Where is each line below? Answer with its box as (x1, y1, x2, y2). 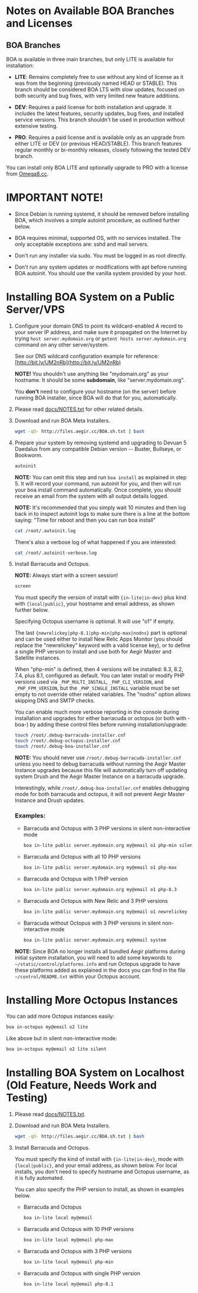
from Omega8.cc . (6, 170, 49, 177)
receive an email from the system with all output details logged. (14, 492, 169, 499)
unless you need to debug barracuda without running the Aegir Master (14, 760, 186, 767)
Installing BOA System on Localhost (6, 1066, 184, 1080)
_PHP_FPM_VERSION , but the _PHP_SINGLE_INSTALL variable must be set (14, 685, 180, 692)
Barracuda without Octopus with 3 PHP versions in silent (23, 919, 161, 926)
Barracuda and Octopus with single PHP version (23, 1269, 140, 1276)
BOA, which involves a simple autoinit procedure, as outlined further (14, 216, 180, 223)
